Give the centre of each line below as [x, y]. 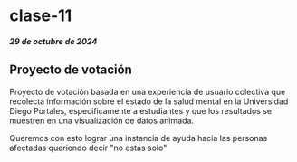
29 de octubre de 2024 [53, 41]
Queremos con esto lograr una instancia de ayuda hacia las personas [139, 138]
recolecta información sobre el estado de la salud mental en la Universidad [149, 101]
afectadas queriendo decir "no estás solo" [88, 148]
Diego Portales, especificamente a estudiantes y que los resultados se [141, 110]
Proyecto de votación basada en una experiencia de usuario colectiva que [148, 91]
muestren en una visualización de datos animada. [102, 120]
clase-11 [41, 16]
